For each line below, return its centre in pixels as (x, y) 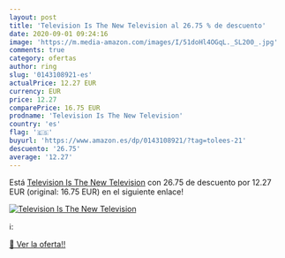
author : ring (33, 67)
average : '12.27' (41, 157)
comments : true (37, 50)
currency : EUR (35, 91)
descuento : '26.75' (45, 148)
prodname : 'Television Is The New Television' (96, 116)
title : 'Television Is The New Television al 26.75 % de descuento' (138, 26)
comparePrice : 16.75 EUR (55, 108)
